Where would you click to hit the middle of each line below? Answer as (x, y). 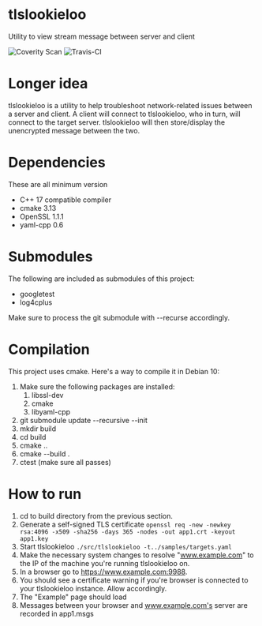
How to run (45, 494)
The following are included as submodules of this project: (101, 279)
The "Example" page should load (73, 597)
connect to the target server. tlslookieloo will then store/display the (117, 122)
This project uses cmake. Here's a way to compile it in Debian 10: (114, 371)
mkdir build (38, 429)
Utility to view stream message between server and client (101, 36)
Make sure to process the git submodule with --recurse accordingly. (119, 317)
